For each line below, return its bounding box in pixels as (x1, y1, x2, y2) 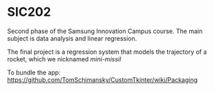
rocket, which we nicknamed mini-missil (7, 54, 121, 63)
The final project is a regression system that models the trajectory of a (7, 48, 207, 56)
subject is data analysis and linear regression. (7, 34, 137, 42)
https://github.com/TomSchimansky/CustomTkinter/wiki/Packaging (7, 75, 198, 83)
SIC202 (7, 4, 52, 20)
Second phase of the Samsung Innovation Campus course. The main (7, 27, 203, 35)
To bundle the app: (7, 68, 61, 77)
